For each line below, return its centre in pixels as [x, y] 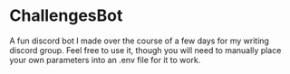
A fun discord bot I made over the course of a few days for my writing [140, 41]
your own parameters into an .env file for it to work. [105, 60]
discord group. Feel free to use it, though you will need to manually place [145, 50]
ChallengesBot [66, 16]
